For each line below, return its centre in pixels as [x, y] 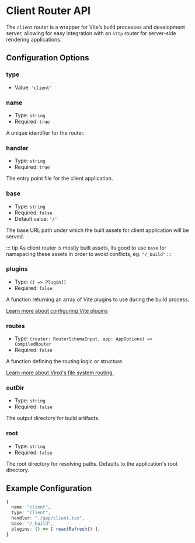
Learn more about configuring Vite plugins [57, 310]
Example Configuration [49, 488]
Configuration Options [48, 58]
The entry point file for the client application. [60, 178]
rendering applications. [34, 39]
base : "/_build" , [32, 524]
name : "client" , [31, 507]
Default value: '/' [36, 218]
